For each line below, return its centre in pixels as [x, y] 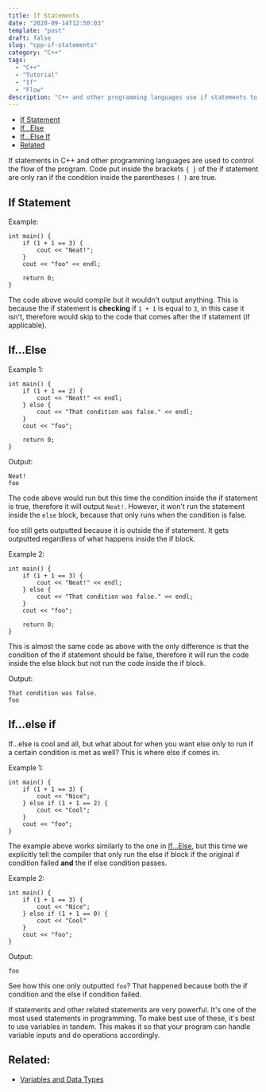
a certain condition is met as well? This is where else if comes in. [114, 752]
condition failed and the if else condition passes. [88, 863]
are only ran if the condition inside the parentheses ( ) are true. [112, 178]
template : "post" [37, 30]
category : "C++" [35, 53]
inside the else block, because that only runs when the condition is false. [128, 515]
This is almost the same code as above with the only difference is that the [129, 646]
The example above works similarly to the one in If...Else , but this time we [128, 846]
